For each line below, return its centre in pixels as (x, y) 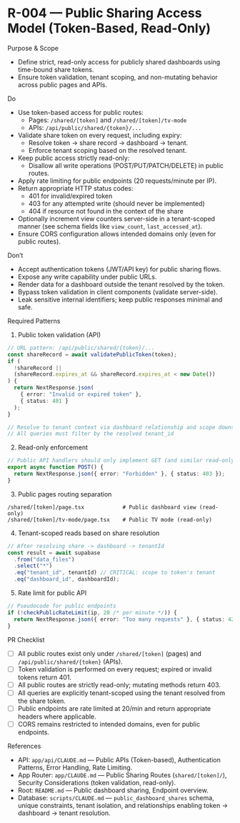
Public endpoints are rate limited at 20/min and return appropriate (114, 708)
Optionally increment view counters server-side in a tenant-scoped (116, 219)
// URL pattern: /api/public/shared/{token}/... (81, 348)
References (24, 746)
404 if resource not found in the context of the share (106, 211)
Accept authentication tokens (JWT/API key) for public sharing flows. (119, 269)
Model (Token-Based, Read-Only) (109, 28)
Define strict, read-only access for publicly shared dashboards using (119, 61)
